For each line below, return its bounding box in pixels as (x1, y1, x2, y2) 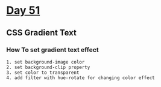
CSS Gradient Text (6, 28, 77, 38)
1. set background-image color (6, 59, 85, 65)
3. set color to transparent (6, 70, 80, 76)
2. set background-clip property (6, 64, 90, 70)
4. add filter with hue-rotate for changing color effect (6, 74, 155, 81)
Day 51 (6, 4, 40, 17)
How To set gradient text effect (6, 46, 99, 54)
